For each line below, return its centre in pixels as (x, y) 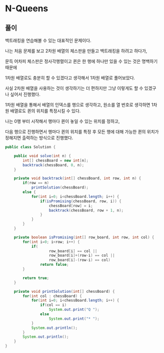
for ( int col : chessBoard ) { (52, 296)
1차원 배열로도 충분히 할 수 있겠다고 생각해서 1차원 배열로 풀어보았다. (70, 78)
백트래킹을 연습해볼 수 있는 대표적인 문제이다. (48, 40)
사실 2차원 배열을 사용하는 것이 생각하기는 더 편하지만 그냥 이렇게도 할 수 (74, 88)
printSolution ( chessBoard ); (60, 188)
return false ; (54, 265)
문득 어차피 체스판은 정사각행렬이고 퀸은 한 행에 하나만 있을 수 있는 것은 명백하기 (82, 61)
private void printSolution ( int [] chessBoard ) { (64, 291)
